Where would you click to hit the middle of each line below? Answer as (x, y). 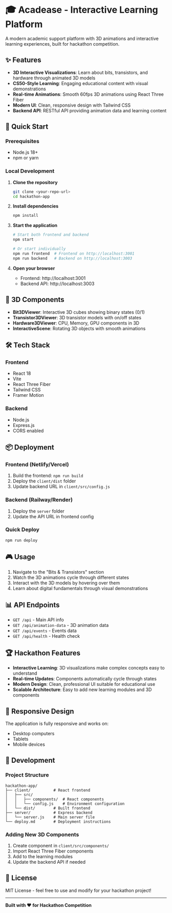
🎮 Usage (20, 557)
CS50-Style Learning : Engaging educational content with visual (80, 83)
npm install (25, 216)
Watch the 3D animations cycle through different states (71, 577)
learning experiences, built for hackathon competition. (62, 44)
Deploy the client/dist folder (44, 481)
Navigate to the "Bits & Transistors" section (58, 572)
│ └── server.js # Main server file (50, 817)
